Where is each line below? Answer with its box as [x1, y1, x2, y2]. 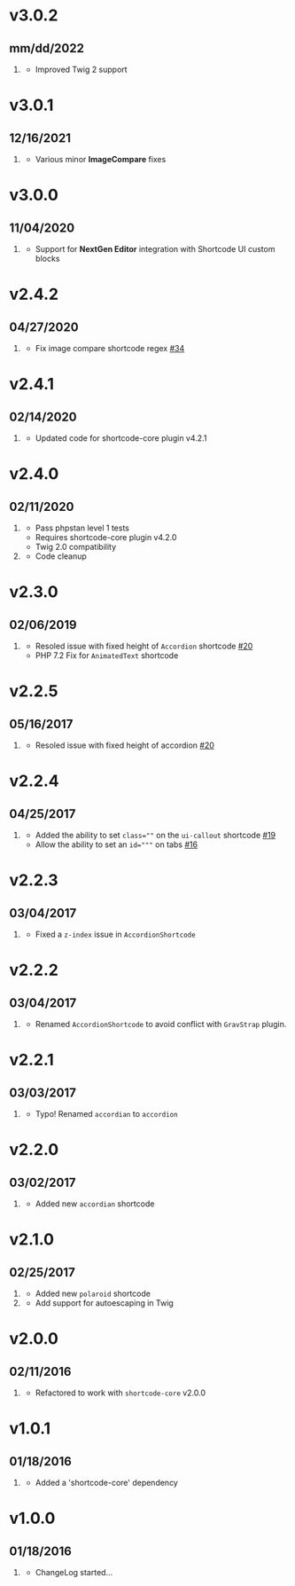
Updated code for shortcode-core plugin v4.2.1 [35, 433, 207, 444]
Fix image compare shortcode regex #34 [35, 343, 185, 353]
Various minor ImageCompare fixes [35, 154, 167, 164]
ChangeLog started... [35, 1567, 113, 1577]
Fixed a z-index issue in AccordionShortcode [35, 929, 197, 939]
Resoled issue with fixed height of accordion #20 [35, 740, 215, 750]
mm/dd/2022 [9, 41, 84, 56]
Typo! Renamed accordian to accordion [35, 1109, 179, 1119]
